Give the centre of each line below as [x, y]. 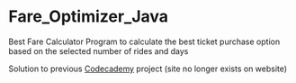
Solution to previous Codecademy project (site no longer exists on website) [148, 69]
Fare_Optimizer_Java [88, 17]
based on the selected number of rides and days [99, 51]
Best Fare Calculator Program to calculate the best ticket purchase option [144, 41]
